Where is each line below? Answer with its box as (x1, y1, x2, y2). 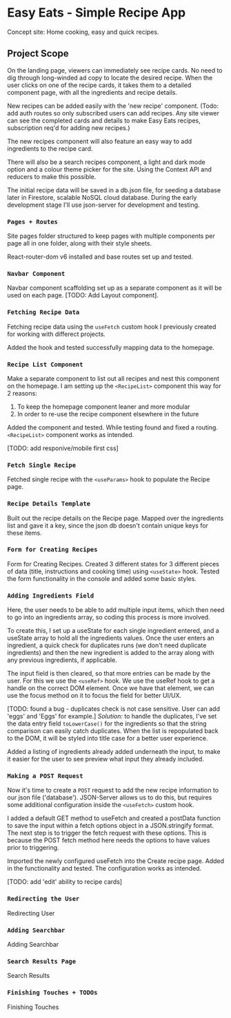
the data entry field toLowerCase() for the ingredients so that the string (7, 719, 207, 728)
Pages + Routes (7, 218, 59, 225)
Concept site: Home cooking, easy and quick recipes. (7, 28, 159, 36)
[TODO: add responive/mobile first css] (7, 444, 119, 452)
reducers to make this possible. (7, 172, 97, 181)
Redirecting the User (7, 895, 80, 903)
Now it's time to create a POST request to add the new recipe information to (7, 786, 219, 795)
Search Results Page (7, 957, 77, 965)
